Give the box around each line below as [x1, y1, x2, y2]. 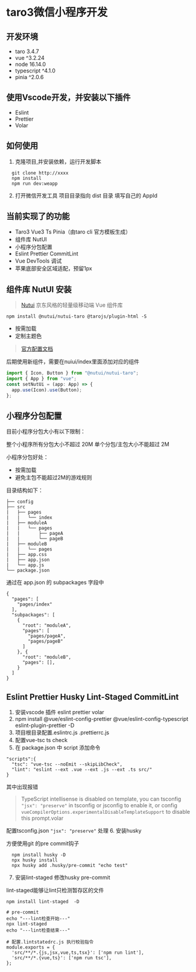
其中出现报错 [6, 783, 38, 791]
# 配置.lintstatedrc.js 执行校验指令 [6, 939, 94, 945]
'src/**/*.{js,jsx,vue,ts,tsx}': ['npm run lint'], [11, 950, 145, 956]
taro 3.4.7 [14, 48, 39, 55]
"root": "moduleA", [22, 622, 71, 628]
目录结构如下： [6, 487, 43, 494]
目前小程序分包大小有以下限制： [6, 428, 86, 435]
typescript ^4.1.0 [14, 67, 56, 74]
